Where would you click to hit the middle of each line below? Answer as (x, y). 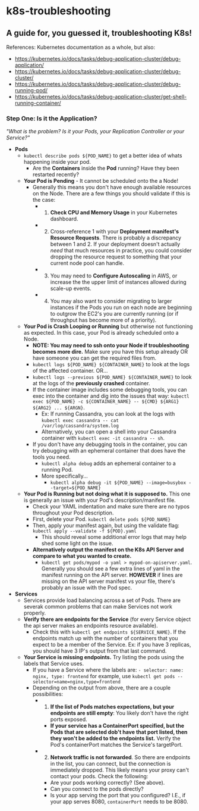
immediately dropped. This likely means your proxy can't (119, 770)
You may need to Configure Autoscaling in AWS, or (114, 276)
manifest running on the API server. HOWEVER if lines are (112, 575)
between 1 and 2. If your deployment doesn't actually (115, 244)
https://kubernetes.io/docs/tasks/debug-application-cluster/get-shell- (101, 97)
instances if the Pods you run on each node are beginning (121, 307)
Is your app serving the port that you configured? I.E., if (118, 796)
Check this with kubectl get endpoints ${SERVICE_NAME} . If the (109, 632)
